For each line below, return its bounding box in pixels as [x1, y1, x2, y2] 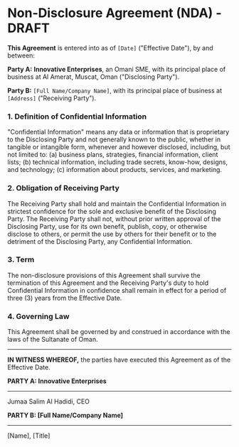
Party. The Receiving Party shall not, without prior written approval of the [7, 215, 221, 223]
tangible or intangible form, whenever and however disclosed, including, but [7, 143, 230, 151]
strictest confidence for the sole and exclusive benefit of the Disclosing [7, 207, 217, 215]
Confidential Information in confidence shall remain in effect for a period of [7, 286, 227, 294]
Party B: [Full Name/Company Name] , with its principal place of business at [7, 86, 223, 95]
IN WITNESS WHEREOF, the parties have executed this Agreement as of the [7, 355, 231, 364]
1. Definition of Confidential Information [7, 112, 147, 122]
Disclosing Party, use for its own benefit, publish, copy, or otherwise [7, 222, 208, 230]
